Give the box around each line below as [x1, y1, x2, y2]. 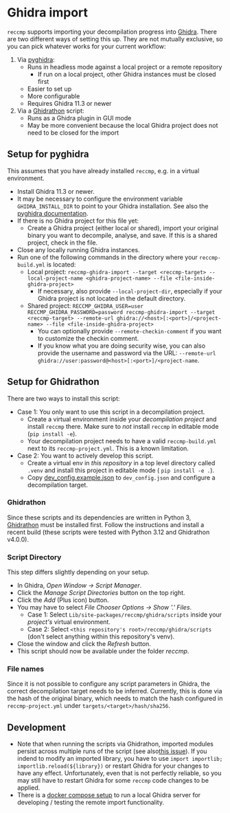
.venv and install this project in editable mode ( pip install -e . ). [27, 466, 215, 474]
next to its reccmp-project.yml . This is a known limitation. [27, 444, 189, 452]
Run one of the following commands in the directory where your [16, 253, 198, 261]
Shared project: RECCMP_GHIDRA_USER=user [27, 301, 144, 310]
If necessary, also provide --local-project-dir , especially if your [37, 287, 223, 295]
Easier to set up [27, 85, 72, 93]
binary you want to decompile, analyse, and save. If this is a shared [27, 231, 218, 239]
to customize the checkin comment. [37, 334, 139, 342]
